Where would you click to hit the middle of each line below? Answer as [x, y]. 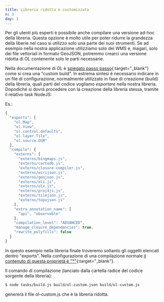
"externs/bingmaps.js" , [43, 159]
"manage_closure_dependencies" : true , [54, 227]
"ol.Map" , [24, 122]
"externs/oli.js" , [37, 182]
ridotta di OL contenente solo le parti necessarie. [55, 59]
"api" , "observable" [39, 214]
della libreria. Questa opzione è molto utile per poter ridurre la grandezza [79, 38]
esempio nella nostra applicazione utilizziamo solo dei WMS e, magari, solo [81, 48]
